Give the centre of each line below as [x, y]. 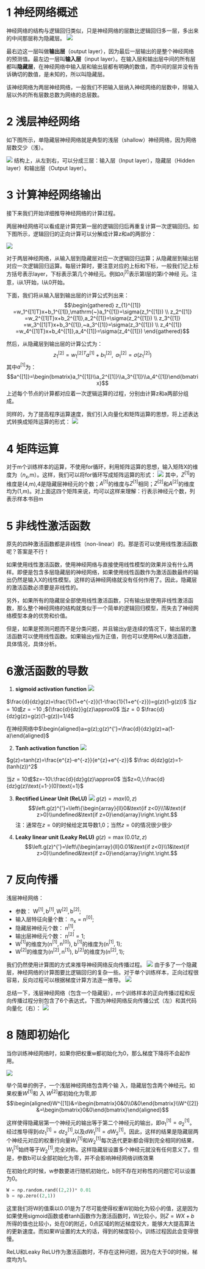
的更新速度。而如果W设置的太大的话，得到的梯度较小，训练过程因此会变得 [100, 1231]
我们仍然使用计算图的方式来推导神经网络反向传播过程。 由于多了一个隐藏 [102, 964]
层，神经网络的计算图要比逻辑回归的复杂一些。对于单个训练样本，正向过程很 [103, 972]
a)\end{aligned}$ [28, 736]
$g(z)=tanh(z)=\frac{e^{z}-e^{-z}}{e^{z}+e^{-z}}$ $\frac [78, 760]
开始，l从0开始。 [47, 282]
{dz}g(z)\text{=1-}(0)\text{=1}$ [45, 786]
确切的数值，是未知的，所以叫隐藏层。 [59, 74]
